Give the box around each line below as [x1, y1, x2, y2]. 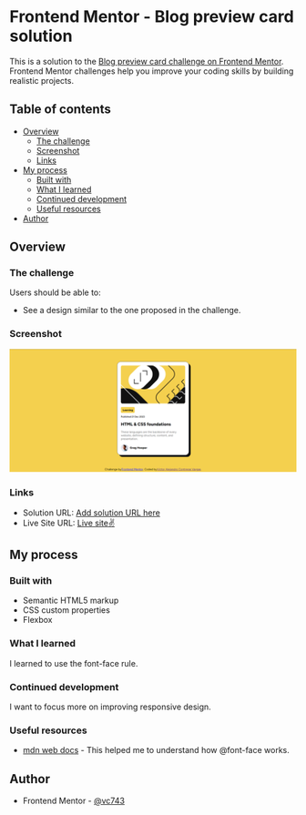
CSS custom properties [22, 605, 111, 616]
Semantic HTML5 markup [22, 595, 119, 606]
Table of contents [9, 102, 111, 117]
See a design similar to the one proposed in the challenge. [22, 305, 241, 316]
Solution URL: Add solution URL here [22, 507, 161, 518]
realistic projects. [9, 75, 75, 86]
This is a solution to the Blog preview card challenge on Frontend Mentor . [9, 56, 284, 66]
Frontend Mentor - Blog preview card [9, 6, 294, 27]
